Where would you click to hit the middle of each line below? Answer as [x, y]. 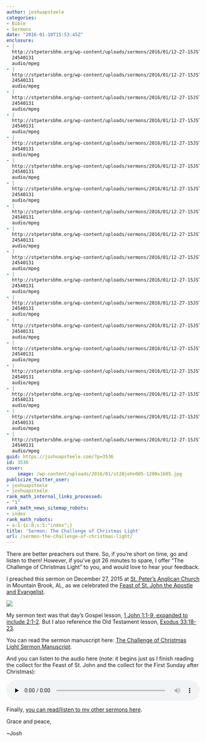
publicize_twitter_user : [38, 480]
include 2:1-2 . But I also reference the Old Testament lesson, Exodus [93, 622]
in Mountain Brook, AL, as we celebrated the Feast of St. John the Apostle [100, 586]
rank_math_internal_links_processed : [55, 497]
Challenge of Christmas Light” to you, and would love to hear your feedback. [103, 567]
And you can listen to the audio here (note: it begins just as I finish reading [100, 659]
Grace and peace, [29, 722]
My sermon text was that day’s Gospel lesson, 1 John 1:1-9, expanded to [97, 615]
